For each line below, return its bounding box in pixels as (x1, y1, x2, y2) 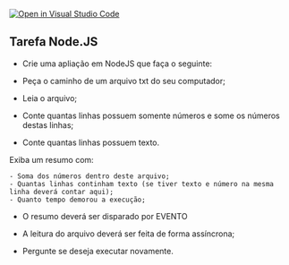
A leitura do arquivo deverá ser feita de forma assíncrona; (21, 228, 235, 239)
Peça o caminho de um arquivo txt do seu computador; (21, 75, 226, 86)
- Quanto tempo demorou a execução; (9, 195, 146, 204)
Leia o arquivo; (21, 92, 78, 103)
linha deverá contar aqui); (9, 187, 115, 196)
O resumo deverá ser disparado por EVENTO (21, 210, 188, 221)
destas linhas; (21, 119, 74, 130)
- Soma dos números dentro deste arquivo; (9, 171, 170, 181)
